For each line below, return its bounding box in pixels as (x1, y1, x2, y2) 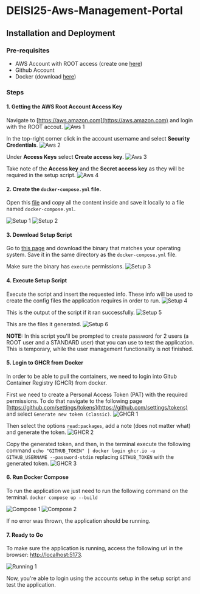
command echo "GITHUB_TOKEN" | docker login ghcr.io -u (6, 447, 156, 454)
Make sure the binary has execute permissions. (6, 263, 124, 270)
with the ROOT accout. (6, 123, 63, 130)
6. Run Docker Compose (6, 473, 69, 481)
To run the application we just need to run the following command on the (6, 487, 188, 495)
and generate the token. (6, 428, 67, 436)
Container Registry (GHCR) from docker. (6, 379, 108, 386)
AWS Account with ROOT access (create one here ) (15, 60, 143, 67)
